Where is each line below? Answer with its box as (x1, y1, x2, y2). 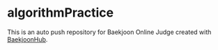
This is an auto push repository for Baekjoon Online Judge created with (7, 28, 212, 36)
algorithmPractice (7, 5, 114, 21)
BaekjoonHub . (7, 35, 48, 43)
